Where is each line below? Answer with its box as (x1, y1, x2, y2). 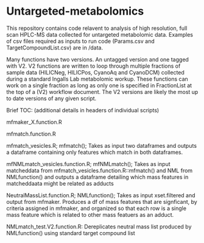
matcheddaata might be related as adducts (6, 180, 114, 187)
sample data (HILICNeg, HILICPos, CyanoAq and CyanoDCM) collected (6, 68, 185, 76)
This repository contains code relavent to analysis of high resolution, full (6, 24, 188, 32)
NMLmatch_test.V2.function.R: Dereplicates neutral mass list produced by (6, 223, 192, 230)
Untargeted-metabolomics (6, 4, 144, 18)
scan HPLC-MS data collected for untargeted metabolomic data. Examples (6, 31, 194, 38)
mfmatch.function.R (6, 130, 56, 137)
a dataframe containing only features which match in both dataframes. (6, 148, 183, 156)
